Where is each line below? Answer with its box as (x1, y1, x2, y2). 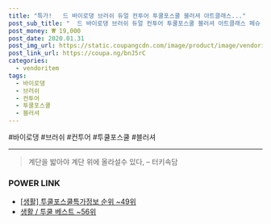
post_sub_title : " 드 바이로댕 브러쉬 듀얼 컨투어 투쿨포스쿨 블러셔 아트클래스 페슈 (8, 19, 261, 27)
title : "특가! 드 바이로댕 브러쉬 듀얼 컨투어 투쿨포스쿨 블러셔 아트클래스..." (8, 11, 246, 20)
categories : (8, 57, 48, 65)
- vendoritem (15, 64, 60, 73)
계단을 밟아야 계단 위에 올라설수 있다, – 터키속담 (27, 157, 178, 166)
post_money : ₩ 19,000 (8, 27, 81, 35)
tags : (8, 72, 27, 80)
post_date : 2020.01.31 (8, 34, 85, 43)
